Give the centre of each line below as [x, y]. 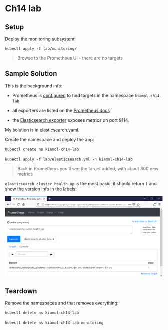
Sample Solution [31, 74]
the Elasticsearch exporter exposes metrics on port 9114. [71, 120]
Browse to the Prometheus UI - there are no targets [70, 58]
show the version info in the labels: [41, 189]
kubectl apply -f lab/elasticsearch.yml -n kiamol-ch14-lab [69, 159]
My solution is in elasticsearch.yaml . [42, 130]
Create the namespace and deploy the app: [50, 139]
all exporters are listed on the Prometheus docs [61, 110]
